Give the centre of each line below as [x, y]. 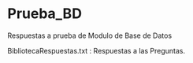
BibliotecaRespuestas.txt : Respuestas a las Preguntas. [96, 50]
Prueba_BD [45, 14]
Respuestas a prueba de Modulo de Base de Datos [90, 35]
